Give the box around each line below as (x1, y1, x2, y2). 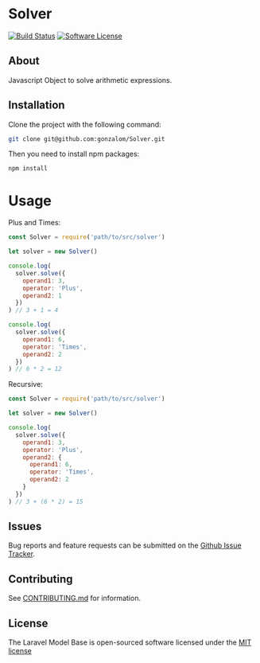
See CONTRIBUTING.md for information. (8, 594, 142, 603)
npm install (8, 165, 48, 173)
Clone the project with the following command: (8, 119, 161, 129)
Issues (8, 520, 42, 533)
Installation (8, 99, 65, 112)
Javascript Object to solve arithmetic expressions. (8, 75, 173, 84)
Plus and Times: (8, 218, 61, 228)
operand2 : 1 (22, 291, 62, 299)
